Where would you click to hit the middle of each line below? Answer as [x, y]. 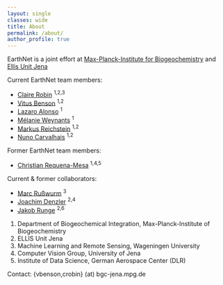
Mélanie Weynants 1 [46, 120]
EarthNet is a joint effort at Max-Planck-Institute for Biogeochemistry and [112, 59]
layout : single [29, 14]
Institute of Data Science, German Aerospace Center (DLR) [101, 260]
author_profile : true [39, 40]
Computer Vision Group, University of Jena [79, 253]
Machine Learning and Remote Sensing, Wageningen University [108, 245]
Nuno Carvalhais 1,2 [45, 137]
